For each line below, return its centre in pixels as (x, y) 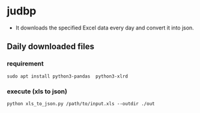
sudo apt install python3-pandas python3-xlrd (68, 76)
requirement (25, 64)
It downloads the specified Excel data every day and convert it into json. (105, 28)
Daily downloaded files (51, 47)
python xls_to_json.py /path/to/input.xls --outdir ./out (81, 103)
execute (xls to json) (37, 91)
